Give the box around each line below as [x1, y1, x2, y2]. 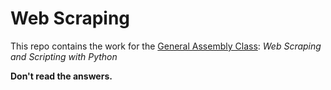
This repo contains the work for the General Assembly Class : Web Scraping [10, 40, 322, 52]
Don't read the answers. [10, 70, 113, 82]
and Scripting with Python [10, 50, 118, 62]
